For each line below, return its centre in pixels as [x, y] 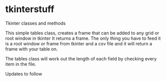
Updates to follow [24, 73]
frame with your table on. [32, 49]
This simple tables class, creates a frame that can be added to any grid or [82, 33]
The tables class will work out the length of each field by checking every [81, 58]
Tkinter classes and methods [36, 23]
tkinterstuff [30, 9]
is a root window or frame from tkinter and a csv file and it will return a [79, 43]
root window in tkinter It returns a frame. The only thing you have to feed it [83, 38]
